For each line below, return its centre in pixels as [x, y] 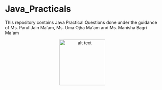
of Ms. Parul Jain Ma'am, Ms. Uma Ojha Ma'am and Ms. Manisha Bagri [76, 27]
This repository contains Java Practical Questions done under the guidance [81, 22]
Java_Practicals [38, 9]
